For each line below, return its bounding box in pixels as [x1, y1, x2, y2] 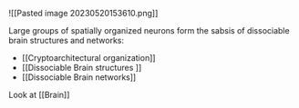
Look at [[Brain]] [8, 90, 70, 100]
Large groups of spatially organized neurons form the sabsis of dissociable [8, 25, 290, 35]
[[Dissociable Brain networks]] [21, 72, 137, 83]
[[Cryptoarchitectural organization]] [21, 53, 156, 63]
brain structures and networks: [8, 35, 125, 45]
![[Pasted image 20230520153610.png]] [8, 8, 159, 18]
